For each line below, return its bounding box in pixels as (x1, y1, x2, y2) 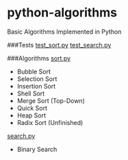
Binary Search (16, 145, 57, 153)
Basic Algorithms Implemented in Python (7, 27, 122, 36)
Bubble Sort (16, 67, 51, 76)
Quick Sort (16, 104, 48, 112)
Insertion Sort (16, 82, 56, 90)
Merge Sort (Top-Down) (16, 96, 86, 104)
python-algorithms (7, 5, 118, 21)
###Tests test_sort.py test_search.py (7, 41, 112, 49)
